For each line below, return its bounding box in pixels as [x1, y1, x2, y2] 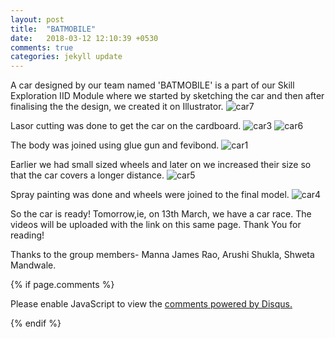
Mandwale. [10, 259, 57, 271]
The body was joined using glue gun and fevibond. [10, 139, 220, 151]
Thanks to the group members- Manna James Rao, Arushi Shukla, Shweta [10, 249, 315, 261]
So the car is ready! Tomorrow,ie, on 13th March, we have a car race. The [10, 208, 312, 220]
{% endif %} [10, 317, 62, 330]
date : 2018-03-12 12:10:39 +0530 [10, 33, 159, 43]
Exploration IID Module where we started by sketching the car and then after [10, 90, 325, 102]
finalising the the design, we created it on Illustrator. [10, 101, 224, 113]
